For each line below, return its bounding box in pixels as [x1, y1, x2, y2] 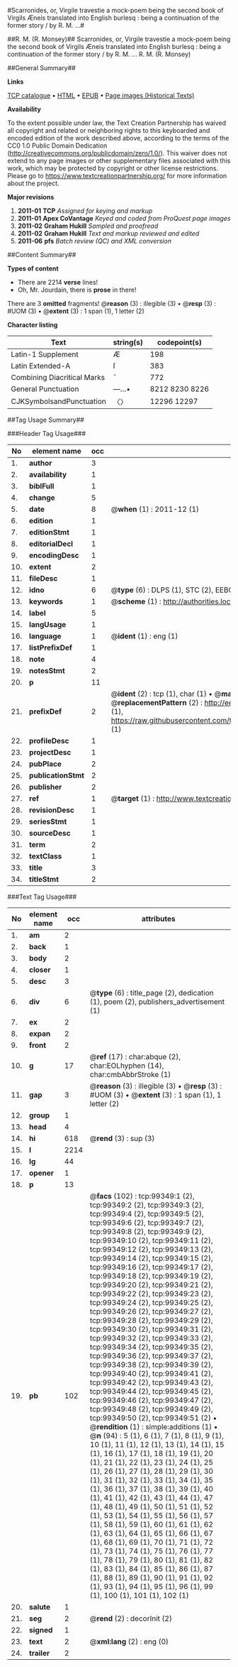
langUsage [29, 620, 67, 629]
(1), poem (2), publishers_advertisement [89, 997, 225, 1007]
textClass [29, 851, 62, 861]
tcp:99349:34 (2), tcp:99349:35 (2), [89, 1342, 214, 1352]
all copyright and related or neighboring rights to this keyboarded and [7, 126, 210, 134]
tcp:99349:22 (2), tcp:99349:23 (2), [89, 1289, 214, 1299]
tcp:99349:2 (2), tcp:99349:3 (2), [89, 1200, 204, 1210]
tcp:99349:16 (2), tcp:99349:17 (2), [89, 1262, 214, 1272]
